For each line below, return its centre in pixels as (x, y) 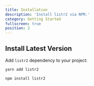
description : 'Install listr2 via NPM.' (48, 14)
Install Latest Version (39, 48)
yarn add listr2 (22, 69)
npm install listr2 (25, 78)
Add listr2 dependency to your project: (47, 60)
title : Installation (27, 10)
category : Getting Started (33, 19)
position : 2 (17, 28)
